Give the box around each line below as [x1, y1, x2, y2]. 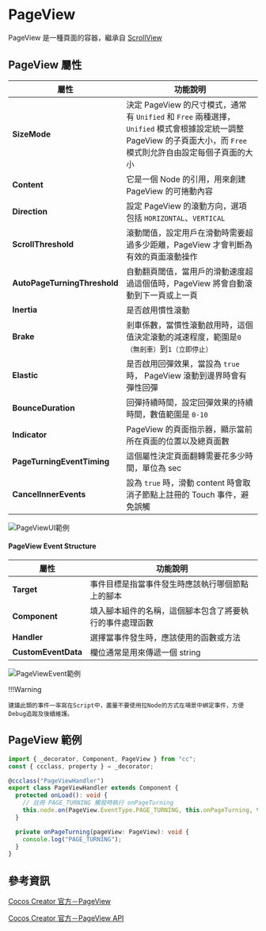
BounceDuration [12, 402, 75, 414]
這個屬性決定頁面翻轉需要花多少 [126, 450, 245, 461]
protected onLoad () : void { [15, 791, 108, 799]
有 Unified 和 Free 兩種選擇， [126, 111, 235, 122]
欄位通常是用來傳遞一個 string [89, 647, 201, 658]
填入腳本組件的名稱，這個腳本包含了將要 [89, 605, 241, 616]
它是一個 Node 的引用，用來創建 [126, 173, 246, 184]
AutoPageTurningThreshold [12, 277, 119, 288]
